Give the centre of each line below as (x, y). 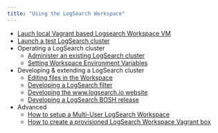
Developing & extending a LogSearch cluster (81, 70)
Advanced (32, 107)
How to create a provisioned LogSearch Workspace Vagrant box (119, 121)
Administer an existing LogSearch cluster (86, 55)
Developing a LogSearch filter (70, 85)
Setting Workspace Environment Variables (88, 62)
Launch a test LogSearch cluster (63, 41)
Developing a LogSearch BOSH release (83, 99)
